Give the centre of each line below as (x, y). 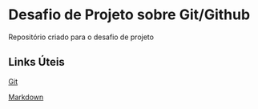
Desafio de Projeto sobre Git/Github (129, 15)
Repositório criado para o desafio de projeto (81, 37)
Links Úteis (37, 62)
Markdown (26, 97)
